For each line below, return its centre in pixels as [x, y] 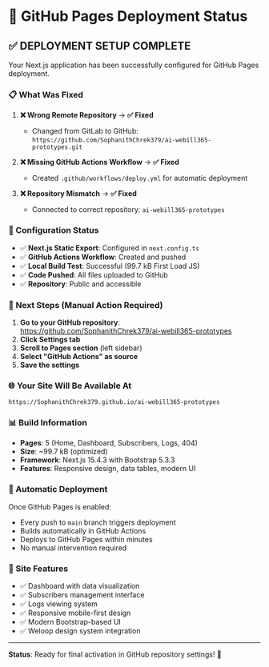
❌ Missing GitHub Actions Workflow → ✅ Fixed [100, 162]
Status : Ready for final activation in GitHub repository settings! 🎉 [115, 654]
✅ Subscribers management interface [82, 595]
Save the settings [50, 365]
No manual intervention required [73, 548]
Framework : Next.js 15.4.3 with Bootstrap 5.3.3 [97, 460]
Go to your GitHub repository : [70, 322]
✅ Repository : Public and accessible [80, 284]
